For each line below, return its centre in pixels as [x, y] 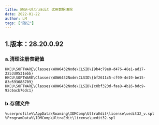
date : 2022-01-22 [22, 14]
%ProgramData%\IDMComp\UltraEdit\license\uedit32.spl [60, 118]
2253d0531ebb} [19, 73]
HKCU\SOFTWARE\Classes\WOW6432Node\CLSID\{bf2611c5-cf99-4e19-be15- [75, 78]
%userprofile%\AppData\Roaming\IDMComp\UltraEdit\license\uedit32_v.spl [80, 114]
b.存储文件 [17, 103]
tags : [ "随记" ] [20, 23]
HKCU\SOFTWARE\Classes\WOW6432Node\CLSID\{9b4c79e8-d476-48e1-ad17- [75, 69]
